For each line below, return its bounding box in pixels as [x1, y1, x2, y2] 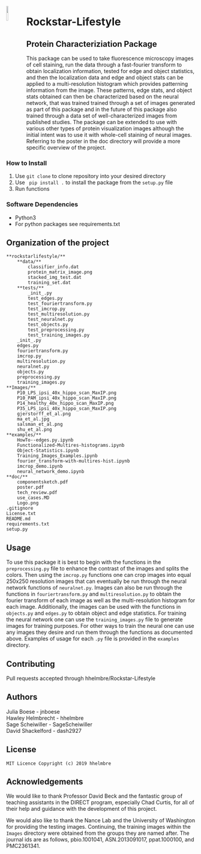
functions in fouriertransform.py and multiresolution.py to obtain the [6, 591, 181, 598]
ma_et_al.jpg [17, 416, 50, 422]
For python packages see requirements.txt [14, 220, 121, 227]
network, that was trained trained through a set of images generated [26, 100, 196, 106]
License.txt [6, 510, 36, 517]
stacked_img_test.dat [28, 275, 82, 281]
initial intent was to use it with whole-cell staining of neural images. [26, 131, 192, 138]
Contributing [6, 658, 55, 669]
